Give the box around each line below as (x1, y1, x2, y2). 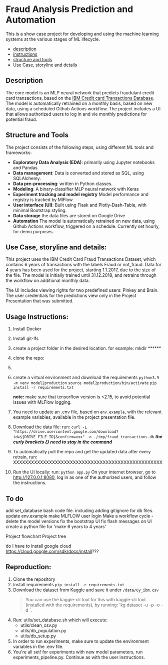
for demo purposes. (12, 228, 54, 234)
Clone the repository (12, 576, 55, 582)
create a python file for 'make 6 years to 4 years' (5, 524, 106, 530)
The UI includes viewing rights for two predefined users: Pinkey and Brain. (5, 287, 159, 293)
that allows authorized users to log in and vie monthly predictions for (5, 111, 147, 117)
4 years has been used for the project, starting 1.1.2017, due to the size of (5, 267, 156, 273)
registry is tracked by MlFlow (12, 197, 73, 203)
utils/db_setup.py (20, 633, 56, 639)
